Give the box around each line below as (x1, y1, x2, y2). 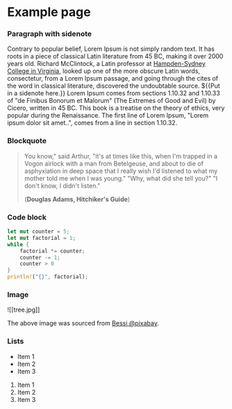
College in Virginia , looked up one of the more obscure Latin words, (7, 67, 200, 75)
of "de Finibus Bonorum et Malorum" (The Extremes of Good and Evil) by (7, 97, 216, 105)
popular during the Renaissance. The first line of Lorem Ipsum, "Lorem (7, 111, 209, 120)
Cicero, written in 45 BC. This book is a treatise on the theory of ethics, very (7, 104, 225, 112)
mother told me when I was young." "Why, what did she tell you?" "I (24, 174, 218, 182)
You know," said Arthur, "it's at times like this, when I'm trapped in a (24, 152, 217, 160)
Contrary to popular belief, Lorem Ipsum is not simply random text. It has (7, 45, 215, 53)
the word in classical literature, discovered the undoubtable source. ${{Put (7, 81, 220, 90)
